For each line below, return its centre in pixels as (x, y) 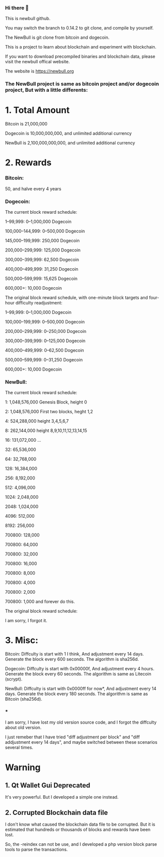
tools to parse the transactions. (36, 850)
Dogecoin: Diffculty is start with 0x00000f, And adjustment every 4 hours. (80, 669)
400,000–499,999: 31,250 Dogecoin (42, 269)
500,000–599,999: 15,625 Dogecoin (41, 278)
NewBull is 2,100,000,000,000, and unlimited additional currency (70, 143)
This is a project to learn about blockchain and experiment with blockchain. (81, 47)
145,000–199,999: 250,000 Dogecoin (42, 240)
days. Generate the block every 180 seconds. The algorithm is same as (77, 694)
